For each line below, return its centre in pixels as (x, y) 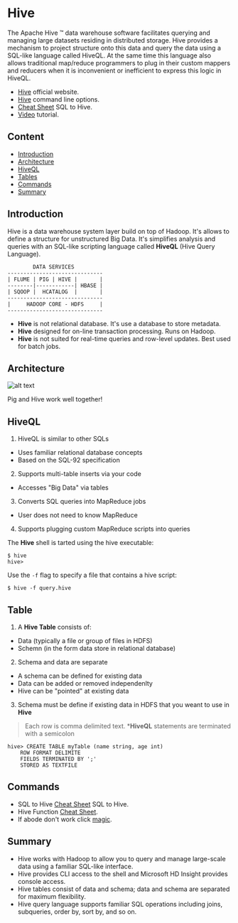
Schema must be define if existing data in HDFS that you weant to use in (123, 705)
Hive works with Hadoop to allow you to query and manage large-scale (121, 858)
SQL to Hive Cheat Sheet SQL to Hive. (73, 804)
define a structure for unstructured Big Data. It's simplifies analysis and (112, 239)
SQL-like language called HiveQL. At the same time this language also (109, 55)
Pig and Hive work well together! (55, 399)
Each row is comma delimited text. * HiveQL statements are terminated (128, 726)
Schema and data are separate (63, 662)
